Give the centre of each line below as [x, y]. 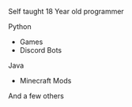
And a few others [36, 96]
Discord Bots [41, 50]
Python [20, 26]
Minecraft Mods [45, 81]
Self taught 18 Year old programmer [66, 11]
